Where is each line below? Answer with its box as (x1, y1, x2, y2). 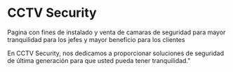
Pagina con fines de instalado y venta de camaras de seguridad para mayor (7, 28, 226, 36)
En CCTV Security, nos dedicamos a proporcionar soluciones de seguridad (7, 49, 225, 57)
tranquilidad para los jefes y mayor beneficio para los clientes (7, 35, 185, 43)
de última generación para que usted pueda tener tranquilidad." (7, 56, 191, 64)
